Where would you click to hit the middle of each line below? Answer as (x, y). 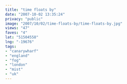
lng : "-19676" (20, 42)
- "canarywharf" (22, 51)
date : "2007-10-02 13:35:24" (35, 14)
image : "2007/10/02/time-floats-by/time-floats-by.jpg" (64, 23)
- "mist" (14, 70)
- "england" (17, 56)
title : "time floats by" (31, 10)
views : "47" (17, 28)
